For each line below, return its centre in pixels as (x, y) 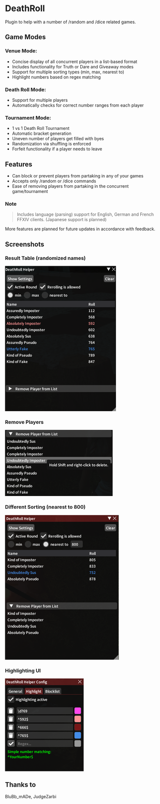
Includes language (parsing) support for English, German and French (85, 214)
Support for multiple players (40, 100)
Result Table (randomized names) (45, 258)
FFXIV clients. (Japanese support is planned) (62, 220)
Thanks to (21, 785)
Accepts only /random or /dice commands (54, 181)
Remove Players (24, 422)
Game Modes (25, 37)
